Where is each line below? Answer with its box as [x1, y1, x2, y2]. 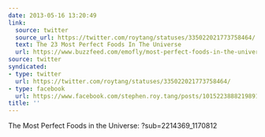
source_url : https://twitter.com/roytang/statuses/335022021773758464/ [15, 33, 256, 42]
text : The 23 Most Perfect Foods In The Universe [15, 41, 181, 49]
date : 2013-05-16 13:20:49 [8, 11, 97, 20]
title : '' [8, 99, 41, 107]
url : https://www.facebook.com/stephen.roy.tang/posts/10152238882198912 [15, 92, 263, 100]
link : [8, 19, 26, 27]
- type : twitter [8, 70, 62, 78]
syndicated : [8, 63, 47, 71]
